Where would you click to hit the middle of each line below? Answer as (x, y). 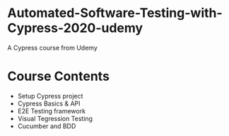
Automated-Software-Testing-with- (115, 13)
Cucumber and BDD (47, 126)
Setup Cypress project (50, 96)
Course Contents (58, 76)
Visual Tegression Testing (55, 118)
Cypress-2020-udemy (75, 28)
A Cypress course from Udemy (52, 47)
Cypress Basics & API (49, 103)
